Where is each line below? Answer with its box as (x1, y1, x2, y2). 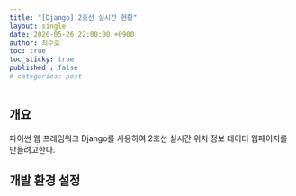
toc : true (9, 47, 47, 56)
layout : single (9, 22, 67, 31)
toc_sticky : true (9, 55, 75, 64)
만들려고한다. (9, 144, 56, 155)
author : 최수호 (9, 38, 61, 48)
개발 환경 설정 (9, 173, 81, 188)
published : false (9, 64, 78, 73)
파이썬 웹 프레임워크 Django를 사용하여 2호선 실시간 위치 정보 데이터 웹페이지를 (9, 132, 288, 144)
